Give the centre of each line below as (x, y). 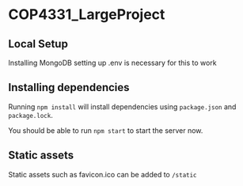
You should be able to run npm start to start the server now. (106, 130)
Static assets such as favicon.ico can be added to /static (103, 174)
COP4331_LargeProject (87, 15)
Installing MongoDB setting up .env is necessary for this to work (112, 63)
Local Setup (38, 44)
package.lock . (30, 115)
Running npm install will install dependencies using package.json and (122, 106)
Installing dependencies (69, 87)
